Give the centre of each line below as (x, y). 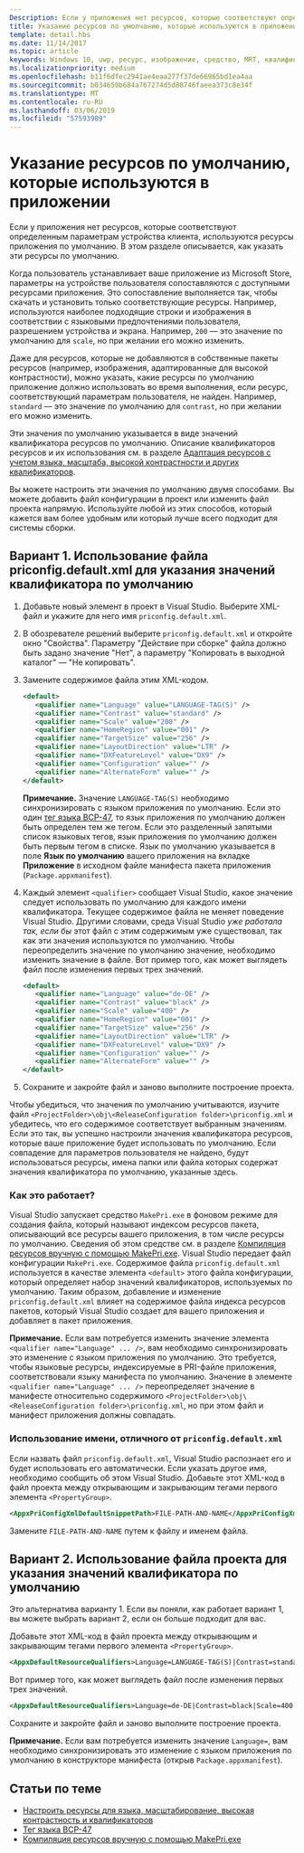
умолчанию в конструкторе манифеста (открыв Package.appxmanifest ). (146, 1760)
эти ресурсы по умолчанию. (65, 256)
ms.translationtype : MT (54, 93)
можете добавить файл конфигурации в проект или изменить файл (139, 499)
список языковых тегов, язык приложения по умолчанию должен (150, 836)
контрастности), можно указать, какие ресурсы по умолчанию (132, 377)
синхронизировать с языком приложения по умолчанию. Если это (152, 807)
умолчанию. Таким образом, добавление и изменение (115, 1292)
